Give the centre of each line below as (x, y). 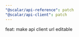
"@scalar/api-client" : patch (36, 15)
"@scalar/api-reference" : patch (39, 10)
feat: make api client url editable (39, 29)
